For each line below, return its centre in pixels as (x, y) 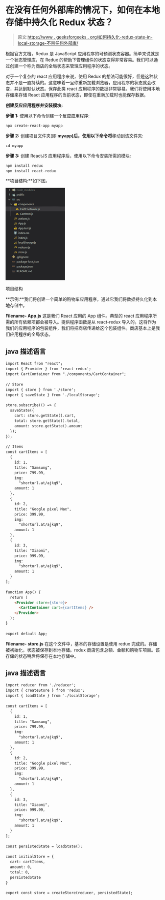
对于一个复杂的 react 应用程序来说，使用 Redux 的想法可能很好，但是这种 (80, 76)
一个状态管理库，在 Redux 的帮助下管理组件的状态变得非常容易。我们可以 (80, 60)
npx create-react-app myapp (34, 126)
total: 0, (20, 872)
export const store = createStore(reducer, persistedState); (69, 893)
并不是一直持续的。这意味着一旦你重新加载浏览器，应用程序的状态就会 (80, 82)
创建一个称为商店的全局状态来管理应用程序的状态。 (61, 66)
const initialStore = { (30, 857)
